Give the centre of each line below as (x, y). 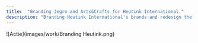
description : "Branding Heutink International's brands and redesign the (99, 17)
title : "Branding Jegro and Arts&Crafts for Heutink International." (95, 11)
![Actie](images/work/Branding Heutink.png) (60, 34)
